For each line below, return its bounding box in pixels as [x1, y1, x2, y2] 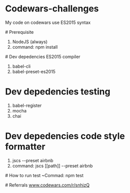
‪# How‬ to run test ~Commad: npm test [5, 172, 84, 178]
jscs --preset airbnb [12, 157, 54, 163]
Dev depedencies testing [5, 86, 111, 97]
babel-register [12, 102, 42, 108]
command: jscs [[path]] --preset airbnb [12, 163, 93, 169]
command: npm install [12, 44, 58, 50]
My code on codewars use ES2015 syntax [5, 19, 91, 25]
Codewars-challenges [5, 3, 99, 14]
